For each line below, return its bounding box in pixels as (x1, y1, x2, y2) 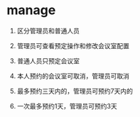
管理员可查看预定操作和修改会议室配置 (16, 41, 129, 50)
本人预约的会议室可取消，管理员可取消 (16, 72, 129, 80)
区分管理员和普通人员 (16, 26, 80, 35)
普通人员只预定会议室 (16, 56, 80, 65)
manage (6, 2, 56, 18)
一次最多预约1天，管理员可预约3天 (16, 101, 118, 110)
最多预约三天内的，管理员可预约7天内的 (16, 87, 133, 95)
